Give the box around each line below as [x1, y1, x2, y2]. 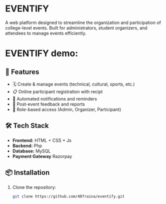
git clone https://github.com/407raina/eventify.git [12, 193, 125, 199]
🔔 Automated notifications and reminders [12, 95, 97, 101]
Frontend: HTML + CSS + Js [12, 137, 71, 143]
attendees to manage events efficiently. [5, 30, 86, 36]
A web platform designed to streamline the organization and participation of [5, 19, 161, 25]
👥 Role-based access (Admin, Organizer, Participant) [12, 106, 121, 112]
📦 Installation [5, 168, 50, 177]
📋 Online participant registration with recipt [12, 88, 103, 94]
